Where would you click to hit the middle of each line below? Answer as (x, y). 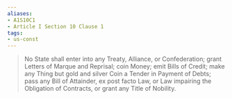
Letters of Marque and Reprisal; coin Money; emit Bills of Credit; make (124, 66)
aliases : (20, 13)
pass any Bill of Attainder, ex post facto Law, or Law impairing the (118, 81)
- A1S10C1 (22, 20)
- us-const (23, 39)
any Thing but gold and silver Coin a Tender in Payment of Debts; (118, 74)
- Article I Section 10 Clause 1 (56, 26)
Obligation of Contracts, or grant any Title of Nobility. (100, 89)
